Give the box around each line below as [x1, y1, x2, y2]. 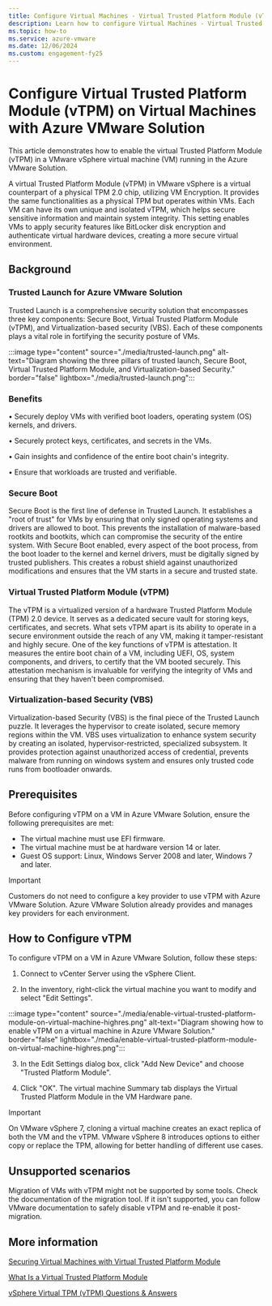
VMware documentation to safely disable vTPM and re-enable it [8, 1203, 221, 1213]
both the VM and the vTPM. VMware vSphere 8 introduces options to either [8, 1132, 261, 1142]
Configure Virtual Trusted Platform [8, 84, 247, 103]
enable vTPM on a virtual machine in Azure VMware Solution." [8, 1026, 215, 1036]
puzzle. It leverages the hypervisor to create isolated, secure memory [8, 721, 240, 731]
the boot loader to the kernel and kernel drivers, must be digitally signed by [8, 549, 259, 559]
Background [8, 263, 71, 277]
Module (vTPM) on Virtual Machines [8, 102, 257, 120]
